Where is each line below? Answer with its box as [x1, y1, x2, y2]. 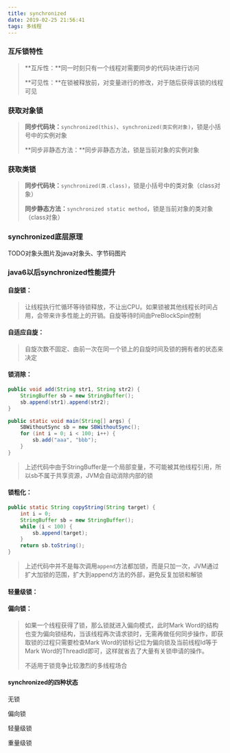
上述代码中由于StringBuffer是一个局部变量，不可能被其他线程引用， [24, 463, 216, 471]
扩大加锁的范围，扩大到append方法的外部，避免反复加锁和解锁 [24, 570, 203, 579]
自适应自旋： [8, 328, 44, 336]
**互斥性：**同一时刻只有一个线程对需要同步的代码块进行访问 [24, 63, 200, 72]
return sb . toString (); [20, 542, 85, 549]
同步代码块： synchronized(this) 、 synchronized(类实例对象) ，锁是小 [24, 122, 216, 130]
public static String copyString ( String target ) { [8, 504, 156, 511]
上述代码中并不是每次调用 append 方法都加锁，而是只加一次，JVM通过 [24, 562, 219, 570]
